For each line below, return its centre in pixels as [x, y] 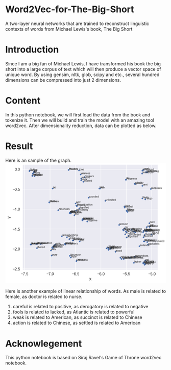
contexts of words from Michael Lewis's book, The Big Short [69, 29]
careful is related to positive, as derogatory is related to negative [80, 307]
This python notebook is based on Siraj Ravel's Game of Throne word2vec [83, 358]
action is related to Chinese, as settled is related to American [77, 323]
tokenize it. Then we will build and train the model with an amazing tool [80, 120]
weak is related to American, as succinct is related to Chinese [77, 317]
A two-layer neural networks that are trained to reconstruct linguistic [77, 23]
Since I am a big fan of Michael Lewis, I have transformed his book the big [83, 64]
